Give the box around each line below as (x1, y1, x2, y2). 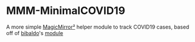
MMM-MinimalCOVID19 (6, 4, 125, 17)
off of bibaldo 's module (6, 29, 64, 36)
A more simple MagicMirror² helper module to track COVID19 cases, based (6, 23, 190, 30)
